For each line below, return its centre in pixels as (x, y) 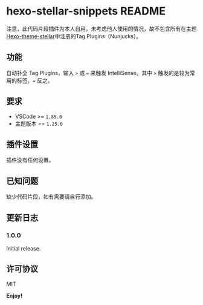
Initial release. (24, 248)
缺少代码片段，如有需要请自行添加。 (51, 197)
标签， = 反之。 (35, 80)
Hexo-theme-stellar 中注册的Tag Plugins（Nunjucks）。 (74, 36)
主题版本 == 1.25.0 (39, 123)
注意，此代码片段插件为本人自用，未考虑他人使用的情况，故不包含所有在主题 (101, 28)
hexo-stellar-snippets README (86, 11)
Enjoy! (14, 295)
